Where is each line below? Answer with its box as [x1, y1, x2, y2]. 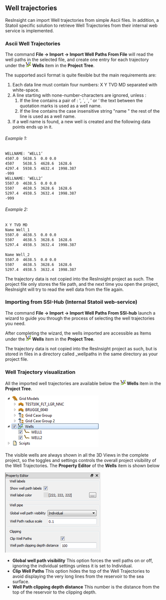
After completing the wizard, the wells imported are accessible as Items [5, 330, 152, 336]
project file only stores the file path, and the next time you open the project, [5, 281, 160, 287]
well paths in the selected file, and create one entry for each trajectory [5, 57, 149, 63]
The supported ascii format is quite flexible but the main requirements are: [5, 72, 157, 78]
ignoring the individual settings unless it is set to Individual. [12, 563, 133, 569]
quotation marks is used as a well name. [19, 103, 102, 109]
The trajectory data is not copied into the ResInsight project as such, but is [5, 345, 157, 351]
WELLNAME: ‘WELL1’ [5, 151, 43, 156]
